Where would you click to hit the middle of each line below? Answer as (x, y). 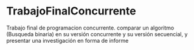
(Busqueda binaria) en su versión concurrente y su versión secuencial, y (97, 34)
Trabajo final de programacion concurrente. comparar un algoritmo (90, 28)
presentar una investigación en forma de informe (68, 40)
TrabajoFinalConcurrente (71, 11)
